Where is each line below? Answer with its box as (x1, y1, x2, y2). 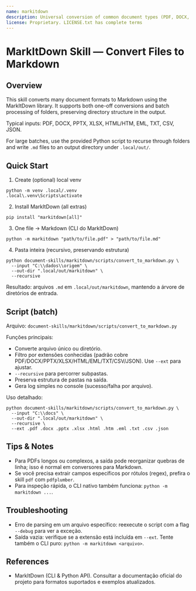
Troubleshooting (6, 505, 68, 515)
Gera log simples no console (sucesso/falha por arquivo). (14, 383, 153, 389)
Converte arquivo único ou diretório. (14, 345, 102, 352)
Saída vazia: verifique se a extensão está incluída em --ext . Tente (14, 533, 174, 541)
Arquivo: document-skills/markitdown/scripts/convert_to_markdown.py (6, 322, 177, 329)
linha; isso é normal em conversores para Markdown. (14, 463, 143, 470)
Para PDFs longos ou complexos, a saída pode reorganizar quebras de (14, 457, 185, 464)
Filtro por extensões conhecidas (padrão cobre (14, 352, 129, 358)
